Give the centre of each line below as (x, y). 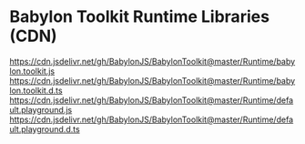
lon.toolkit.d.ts (36, 90)
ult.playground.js (41, 109)
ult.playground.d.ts (45, 129)
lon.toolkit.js (32, 71)
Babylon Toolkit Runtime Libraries (140, 17)
